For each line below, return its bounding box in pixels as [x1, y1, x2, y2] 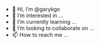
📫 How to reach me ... [12, 32, 68, 38]
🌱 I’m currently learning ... [12, 18, 77, 25]
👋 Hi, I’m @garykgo [12, 6, 61, 12]
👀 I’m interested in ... [12, 12, 64, 19]
